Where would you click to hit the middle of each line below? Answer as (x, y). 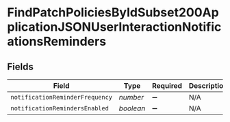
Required (167, 86)
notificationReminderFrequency (62, 97)
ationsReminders (57, 42)
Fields (21, 66)
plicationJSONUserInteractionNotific (114, 27)
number (131, 97)
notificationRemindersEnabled (60, 108)
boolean (132, 108)
